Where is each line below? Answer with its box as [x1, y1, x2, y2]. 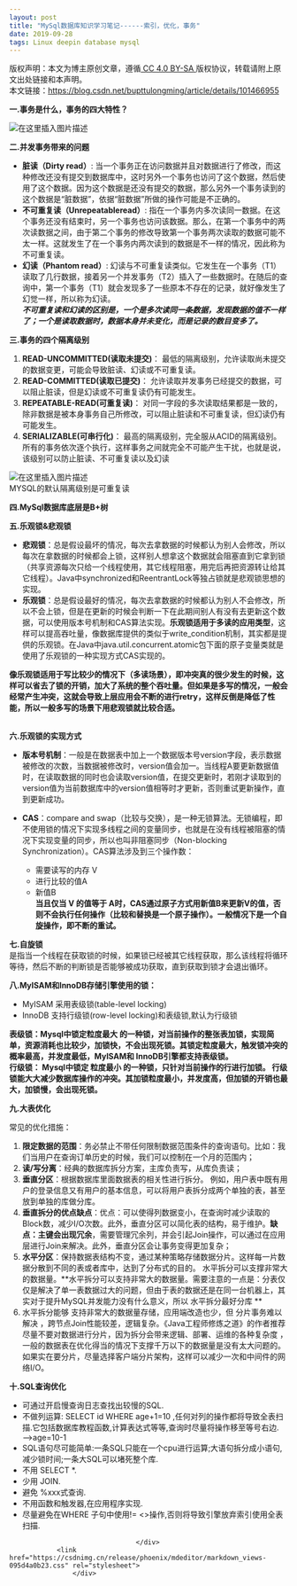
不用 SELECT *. [21, 1465, 77, 1476]
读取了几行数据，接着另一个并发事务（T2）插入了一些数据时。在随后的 [21, 271, 280, 282]
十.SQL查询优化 [9, 1381, 66, 1392]
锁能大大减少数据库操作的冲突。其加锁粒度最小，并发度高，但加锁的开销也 [9, 1074, 280, 1084]
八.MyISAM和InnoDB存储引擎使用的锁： [9, 981, 157, 991]
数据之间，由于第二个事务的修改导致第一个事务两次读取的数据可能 [37, 227, 278, 238]
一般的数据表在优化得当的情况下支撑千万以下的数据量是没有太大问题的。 [21, 1340, 286, 1351]
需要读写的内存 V [34, 865, 98, 876]
